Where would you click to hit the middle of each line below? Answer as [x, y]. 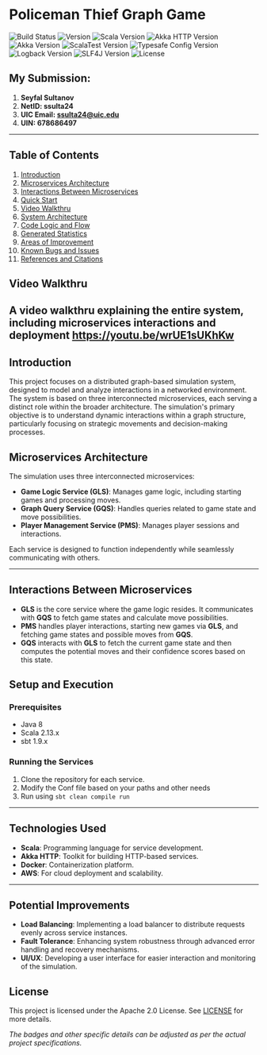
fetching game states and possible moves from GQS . [107, 634]
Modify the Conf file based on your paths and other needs [115, 787]
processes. [27, 432]
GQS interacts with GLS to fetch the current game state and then [126, 643]
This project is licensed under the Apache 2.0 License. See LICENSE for [126, 1011]
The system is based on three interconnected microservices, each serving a [133, 399]
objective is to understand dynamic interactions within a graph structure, [128, 415]
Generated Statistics [54, 233]
